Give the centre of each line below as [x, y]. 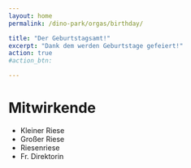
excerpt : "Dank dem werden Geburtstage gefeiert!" [96, 45]
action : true [30, 54]
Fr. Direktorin [42, 156]
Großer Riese [42, 139]
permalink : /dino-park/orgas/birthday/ [76, 24]
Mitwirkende [52, 108]
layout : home [30, 16]
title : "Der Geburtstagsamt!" [60, 38]
